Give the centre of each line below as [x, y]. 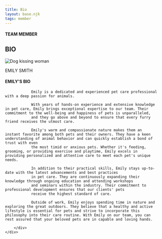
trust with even [21, 143]
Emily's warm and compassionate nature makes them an [86, 130]
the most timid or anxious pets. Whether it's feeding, [89, 147]
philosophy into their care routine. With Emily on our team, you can [78, 215]
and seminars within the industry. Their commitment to [89, 185]
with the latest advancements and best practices [67, 172]
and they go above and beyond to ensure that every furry [91, 117]
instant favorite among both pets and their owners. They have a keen [78, 134]
